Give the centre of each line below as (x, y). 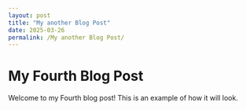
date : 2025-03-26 (37, 30)
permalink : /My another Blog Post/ (66, 37)
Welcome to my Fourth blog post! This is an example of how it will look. (123, 98)
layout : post (29, 15)
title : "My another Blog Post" (59, 23)
